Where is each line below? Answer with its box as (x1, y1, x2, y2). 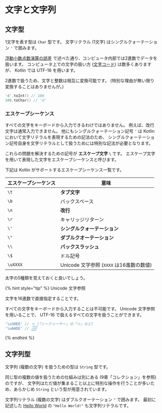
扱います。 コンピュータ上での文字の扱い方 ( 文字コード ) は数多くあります (5, 61, 152, 67)
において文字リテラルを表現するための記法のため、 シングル (5, 134, 125, 140)
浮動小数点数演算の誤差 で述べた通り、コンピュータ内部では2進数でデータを (5, 55, 158, 61)
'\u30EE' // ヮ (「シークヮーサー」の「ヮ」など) (5, 321, 94, 327)
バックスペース (60, 198, 94, 205)
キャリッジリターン (60, 216, 104, 223)
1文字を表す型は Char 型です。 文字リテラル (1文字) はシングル (5, 39, 128, 45)
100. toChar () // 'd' (5, 98, 47, 103)
